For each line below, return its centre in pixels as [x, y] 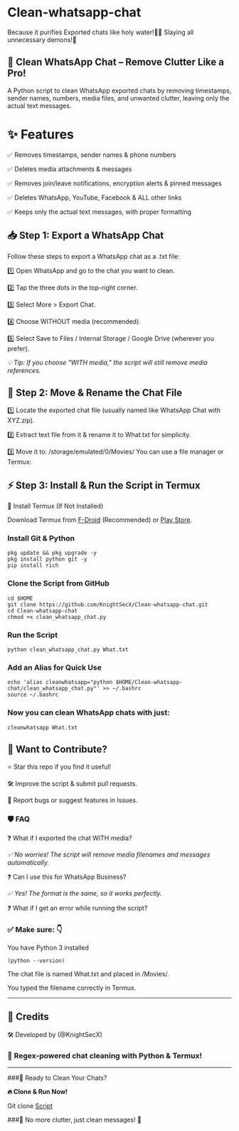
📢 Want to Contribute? [58, 749]
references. [24, 370]
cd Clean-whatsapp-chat [43, 610]
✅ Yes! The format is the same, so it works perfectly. [85, 893]
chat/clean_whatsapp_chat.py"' [54, 689]
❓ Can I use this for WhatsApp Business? [67, 876]
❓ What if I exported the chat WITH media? [70, 838]
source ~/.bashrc [33, 695]
